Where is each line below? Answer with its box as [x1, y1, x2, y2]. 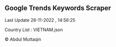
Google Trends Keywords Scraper [4, 4, 111, 12]
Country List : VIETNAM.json [4, 27, 63, 33]
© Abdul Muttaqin [4, 36, 42, 42]
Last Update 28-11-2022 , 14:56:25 [4, 17, 75, 23]
